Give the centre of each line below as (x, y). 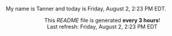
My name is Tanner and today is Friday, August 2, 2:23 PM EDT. (86, 9)
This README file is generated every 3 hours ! (102, 20)
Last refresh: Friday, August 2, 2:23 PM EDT (102, 27)
